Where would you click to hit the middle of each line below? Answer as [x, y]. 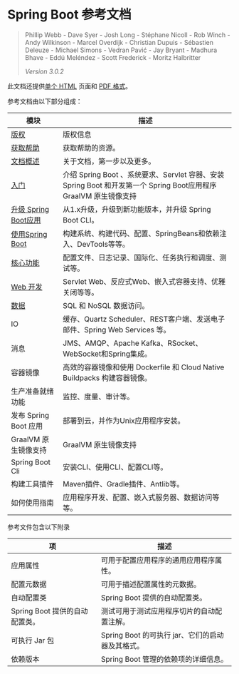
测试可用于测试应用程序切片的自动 [158, 611]
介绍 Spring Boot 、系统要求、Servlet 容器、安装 [144, 174]
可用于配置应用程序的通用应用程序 [158, 560]
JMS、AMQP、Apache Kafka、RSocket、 [133, 343]
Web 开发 [27, 287]
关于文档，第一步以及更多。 [109, 161]
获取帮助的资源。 [91, 148]
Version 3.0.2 [44, 71]
